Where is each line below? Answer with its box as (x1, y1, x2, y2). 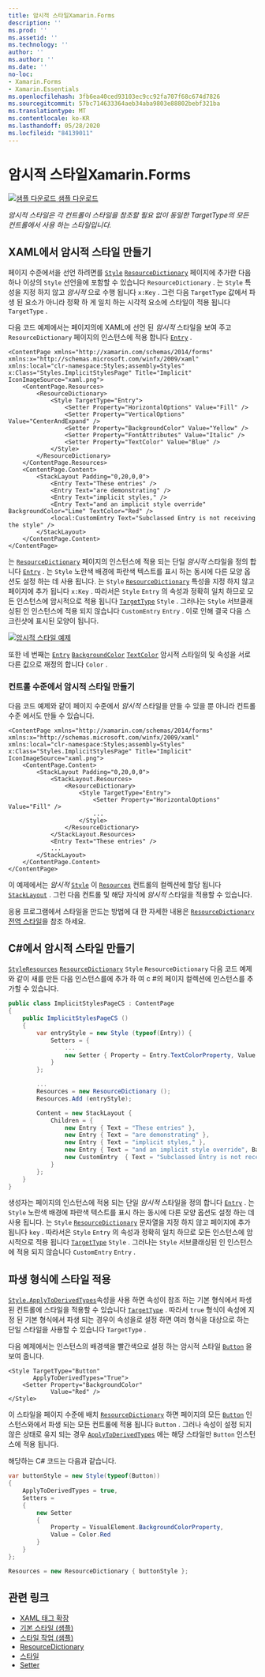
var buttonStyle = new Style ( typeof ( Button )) (8, 1472, 160, 1480)
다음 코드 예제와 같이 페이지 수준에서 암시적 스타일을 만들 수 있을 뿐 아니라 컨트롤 (8, 701, 256, 710)
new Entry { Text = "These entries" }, (64, 1124, 196, 1131)
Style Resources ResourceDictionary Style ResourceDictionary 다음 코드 (8, 964, 238, 973)
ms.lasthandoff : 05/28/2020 (8, 122, 101, 130)
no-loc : (8, 70, 34, 78)
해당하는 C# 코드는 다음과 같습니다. (8, 1456, 117, 1466)
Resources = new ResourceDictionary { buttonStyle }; (8, 1567, 189, 1575)
